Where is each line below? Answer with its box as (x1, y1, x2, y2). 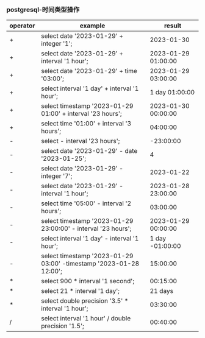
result (164, 21, 182, 30)
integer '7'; (41, 172, 73, 180)
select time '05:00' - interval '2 (41, 199, 132, 208)
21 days (149, 287, 174, 295)
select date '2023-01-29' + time (41, 67, 137, 76)
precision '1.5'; (41, 322, 84, 330)
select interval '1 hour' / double (41, 314, 131, 323)
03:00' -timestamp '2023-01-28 (41, 259, 140, 268)
